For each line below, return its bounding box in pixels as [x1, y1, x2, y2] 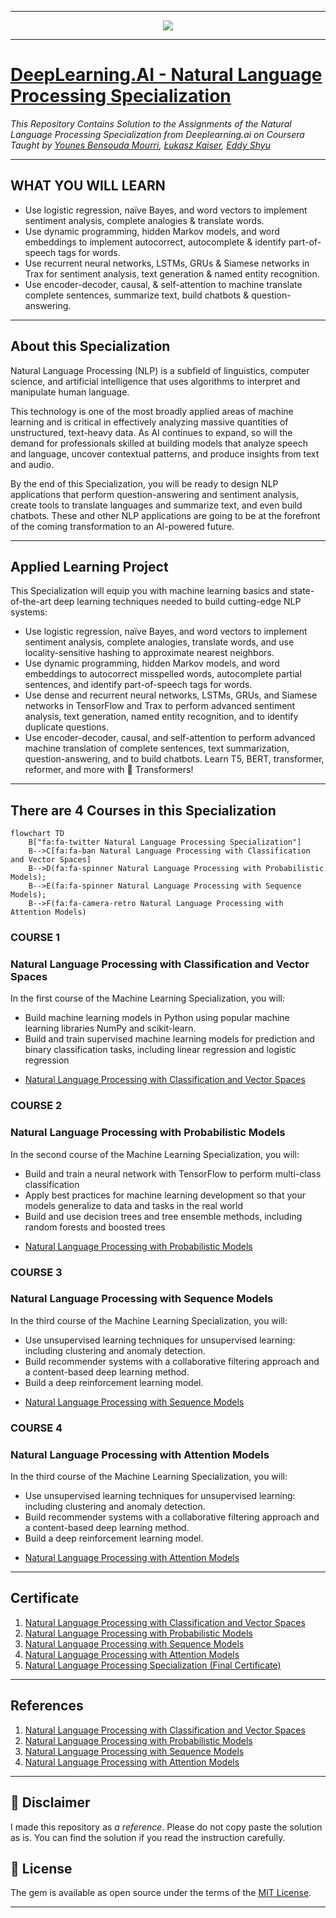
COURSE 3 [10, 1265, 63, 1279]
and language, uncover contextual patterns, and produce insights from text [10, 447, 320, 460]
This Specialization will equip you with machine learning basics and [10, 585, 288, 597]
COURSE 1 [10, 931, 61, 945]
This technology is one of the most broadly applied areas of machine [10, 405, 294, 417]
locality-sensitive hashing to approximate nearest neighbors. [24, 647, 275, 659]
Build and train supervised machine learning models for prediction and [24, 1033, 315, 1045]
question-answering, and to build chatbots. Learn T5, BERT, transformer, [24, 753, 325, 765]
